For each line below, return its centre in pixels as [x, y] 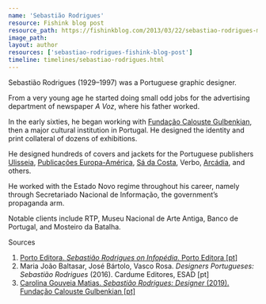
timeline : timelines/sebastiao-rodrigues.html [86, 60]
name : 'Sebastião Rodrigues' [56, 15]
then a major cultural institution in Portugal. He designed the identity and [127, 130]
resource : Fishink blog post [56, 23]
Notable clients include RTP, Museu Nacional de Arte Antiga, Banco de [123, 218]
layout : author [33, 45]
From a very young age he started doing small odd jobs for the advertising [129, 98]
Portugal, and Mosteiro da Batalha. [65, 226]
